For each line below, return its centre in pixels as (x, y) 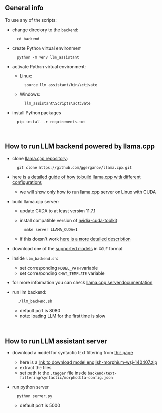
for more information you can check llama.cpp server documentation (82, 282)
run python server (31, 387)
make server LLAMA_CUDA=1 (51, 230)
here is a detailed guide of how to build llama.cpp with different (76, 177)
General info (24, 8)
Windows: (30, 94)
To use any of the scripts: (31, 20)
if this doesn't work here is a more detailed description (75, 239)
